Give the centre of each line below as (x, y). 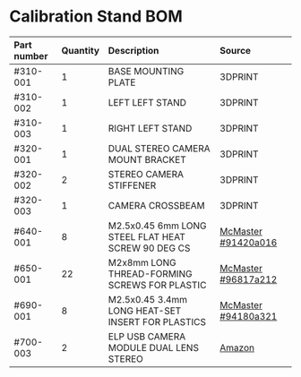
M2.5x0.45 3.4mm (148, 299)
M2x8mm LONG (142, 262)
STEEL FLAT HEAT (146, 236)
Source (235, 50)
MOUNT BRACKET (147, 159)
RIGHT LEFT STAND (150, 128)
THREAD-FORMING (150, 273)
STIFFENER (132, 185)
